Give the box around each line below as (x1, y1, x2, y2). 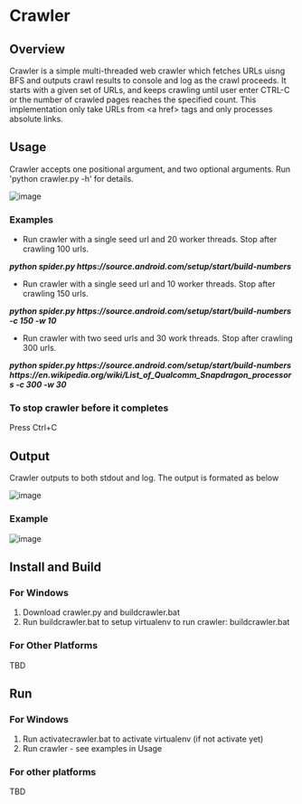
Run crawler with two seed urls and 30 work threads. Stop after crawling (22, 333, 294, 344)
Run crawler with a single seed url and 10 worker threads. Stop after (22, 279, 276, 289)
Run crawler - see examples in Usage (22, 743, 163, 754)
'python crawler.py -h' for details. (9, 173, 134, 184)
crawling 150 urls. (22, 288, 89, 299)
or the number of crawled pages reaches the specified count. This (9, 94, 257, 105)
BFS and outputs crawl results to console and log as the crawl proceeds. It (9, 75, 287, 86)
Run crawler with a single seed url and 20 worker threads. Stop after (22, 234, 278, 245)
